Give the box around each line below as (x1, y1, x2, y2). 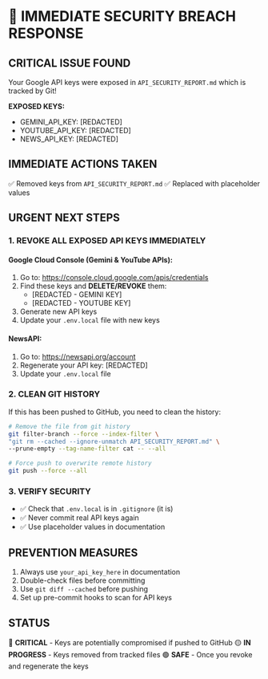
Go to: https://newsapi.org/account (19, 352, 136, 361)
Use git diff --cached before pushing (19, 584, 149, 594)
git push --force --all (8, 467, 88, 475)
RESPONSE (8, 24, 84, 43)
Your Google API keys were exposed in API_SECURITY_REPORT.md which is (8, 78, 246, 87)
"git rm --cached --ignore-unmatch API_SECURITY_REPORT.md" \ (8, 437, 220, 445)
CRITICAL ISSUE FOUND (8, 56, 131, 70)
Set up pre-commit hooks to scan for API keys (19, 593, 172, 603)
